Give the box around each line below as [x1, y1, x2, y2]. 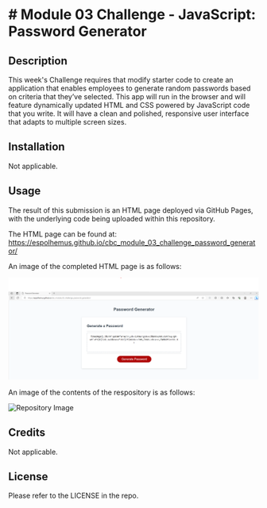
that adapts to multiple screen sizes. [8, 117, 127, 126]
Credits [8, 426, 46, 440]
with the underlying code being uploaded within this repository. [8, 214, 216, 223]
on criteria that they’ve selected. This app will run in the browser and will [8, 92, 246, 101]
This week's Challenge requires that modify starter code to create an [8, 75, 234, 84]
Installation [8, 140, 65, 154]
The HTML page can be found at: [8, 229, 118, 239]
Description [8, 54, 68, 67]
